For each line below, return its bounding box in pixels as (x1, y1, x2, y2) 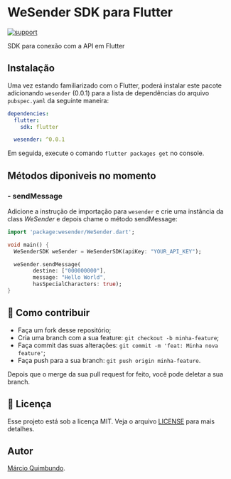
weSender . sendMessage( (14, 260, 81, 268)
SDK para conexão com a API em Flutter (7, 41, 125, 50)
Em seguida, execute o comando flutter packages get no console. (7, 149, 205, 157)
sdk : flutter (20, 123, 59, 130)
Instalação (7, 62, 55, 75)
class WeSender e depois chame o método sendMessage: (7, 214, 178, 223)
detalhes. (7, 424, 35, 433)
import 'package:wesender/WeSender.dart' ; (7, 228, 135, 236)
